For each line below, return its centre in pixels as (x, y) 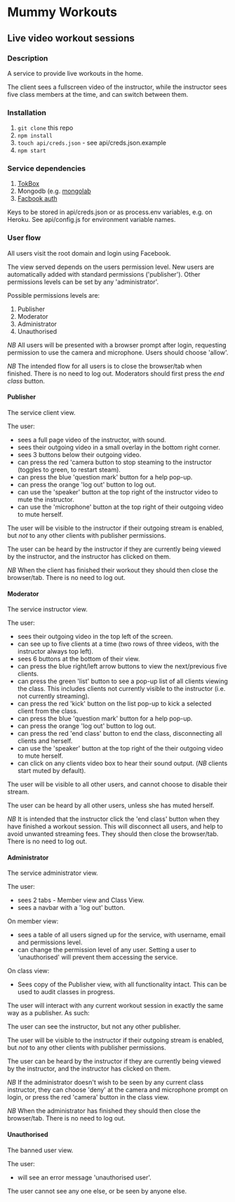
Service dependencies (47, 169)
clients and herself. (45, 741)
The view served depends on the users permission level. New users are (111, 267)
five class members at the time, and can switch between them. (98, 94)
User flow (24, 238)
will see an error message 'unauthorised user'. (85, 1177)
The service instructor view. (47, 609)
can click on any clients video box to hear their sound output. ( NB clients (122, 763)
